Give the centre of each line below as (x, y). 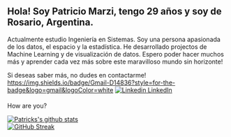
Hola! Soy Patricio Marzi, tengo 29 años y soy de (114, 12)
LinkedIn (160, 89)
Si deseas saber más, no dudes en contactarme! (77, 75)
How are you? (27, 106)
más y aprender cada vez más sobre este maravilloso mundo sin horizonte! (115, 62)
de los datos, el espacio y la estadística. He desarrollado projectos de (107, 46)
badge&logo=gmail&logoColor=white (60, 89)
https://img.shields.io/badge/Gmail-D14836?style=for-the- (91, 82)
